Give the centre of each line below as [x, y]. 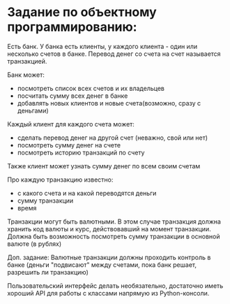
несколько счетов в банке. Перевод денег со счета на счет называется [114, 54]
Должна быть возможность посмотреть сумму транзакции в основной [114, 236]
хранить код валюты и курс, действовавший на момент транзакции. [109, 229]
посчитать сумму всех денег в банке [72, 96]
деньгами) [33, 110]
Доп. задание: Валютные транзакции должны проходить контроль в [109, 257]
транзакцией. [27, 61]
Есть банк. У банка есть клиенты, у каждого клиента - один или [102, 46]
